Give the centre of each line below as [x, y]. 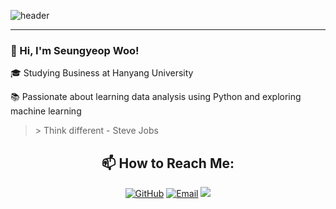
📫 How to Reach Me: [168, 163]
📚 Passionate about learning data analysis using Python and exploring [156, 97]
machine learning [46, 111]
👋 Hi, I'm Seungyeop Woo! [75, 50]
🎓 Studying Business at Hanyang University [102, 73]
